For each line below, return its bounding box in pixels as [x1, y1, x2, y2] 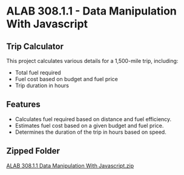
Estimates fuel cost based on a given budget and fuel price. [15, 122, 164, 129]
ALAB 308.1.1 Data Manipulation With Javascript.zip [6, 162, 134, 169]
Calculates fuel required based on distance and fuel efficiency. [15, 115, 172, 122]
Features [6, 99, 41, 110]
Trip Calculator [6, 41, 64, 51]
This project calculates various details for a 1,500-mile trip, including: [6, 58, 179, 64]
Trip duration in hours [15, 82, 70, 89]
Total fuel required [15, 69, 62, 76]
